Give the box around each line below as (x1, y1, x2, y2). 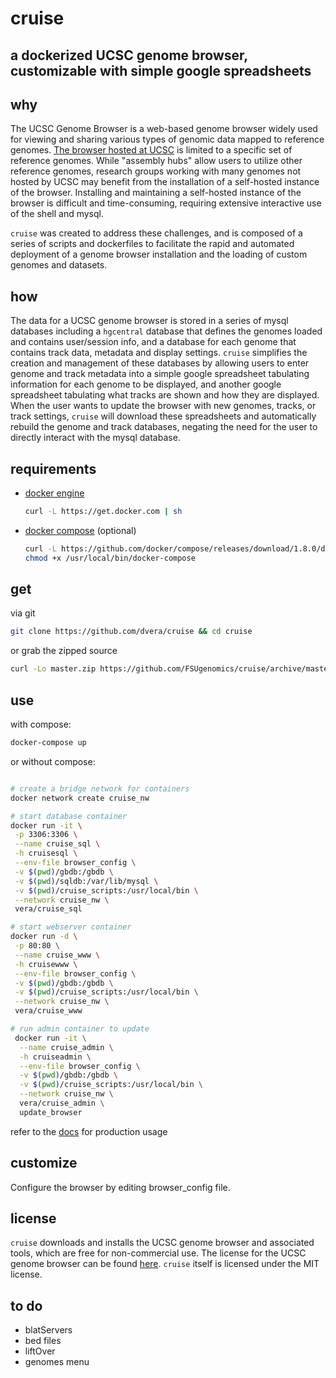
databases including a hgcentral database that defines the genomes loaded (10, 325, 323, 337)
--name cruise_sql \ (14, 839, 101, 849)
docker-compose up (10, 738, 87, 748)
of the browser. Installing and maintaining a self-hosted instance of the (10, 187, 302, 199)
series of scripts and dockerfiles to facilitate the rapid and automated (10, 238, 295, 250)
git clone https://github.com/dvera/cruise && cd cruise (10, 627, 253, 637)
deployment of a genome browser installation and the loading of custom (10, 248, 308, 261)
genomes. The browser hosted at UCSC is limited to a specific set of (10, 144, 293, 156)
